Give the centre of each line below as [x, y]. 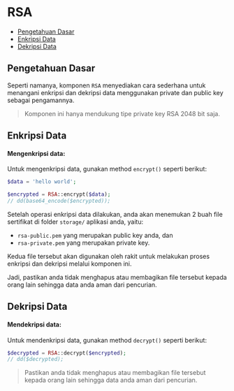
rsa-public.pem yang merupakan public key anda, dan [95, 235]
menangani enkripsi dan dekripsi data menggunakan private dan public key [115, 92]
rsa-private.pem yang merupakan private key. [83, 243]
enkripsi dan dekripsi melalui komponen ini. [70, 264]
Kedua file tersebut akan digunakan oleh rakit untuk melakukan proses [109, 256]
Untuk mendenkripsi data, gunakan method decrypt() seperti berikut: [107, 340]
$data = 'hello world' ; [42, 182]
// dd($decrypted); [36, 360]
